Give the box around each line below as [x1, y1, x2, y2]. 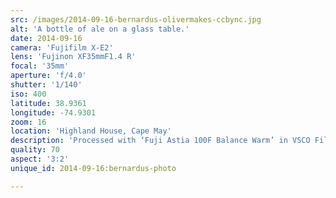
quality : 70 [10, 145, 60, 155]
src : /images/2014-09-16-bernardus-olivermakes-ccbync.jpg [10, 14, 262, 25]
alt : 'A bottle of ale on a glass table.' [10, 24, 190, 34]
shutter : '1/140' [10, 80, 83, 90]
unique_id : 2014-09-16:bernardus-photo [10, 163, 177, 173]
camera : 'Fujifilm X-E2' [10, 42, 114, 53]
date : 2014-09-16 [10, 33, 83, 43]
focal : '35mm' [10, 61, 70, 71]
